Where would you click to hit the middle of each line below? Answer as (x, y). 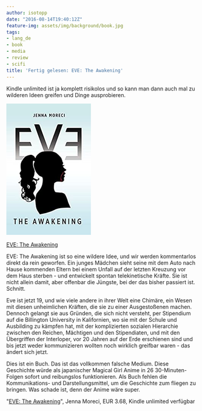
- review (17, 58)
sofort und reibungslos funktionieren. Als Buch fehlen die (96, 376)
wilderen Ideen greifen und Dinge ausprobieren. (66, 95)
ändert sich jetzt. (27, 352)
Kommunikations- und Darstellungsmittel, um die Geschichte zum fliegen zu (101, 383)
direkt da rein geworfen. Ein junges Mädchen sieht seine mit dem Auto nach (101, 263)
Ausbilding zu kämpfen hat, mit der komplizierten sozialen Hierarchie (92, 326)
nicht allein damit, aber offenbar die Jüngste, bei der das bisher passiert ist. (101, 282)
